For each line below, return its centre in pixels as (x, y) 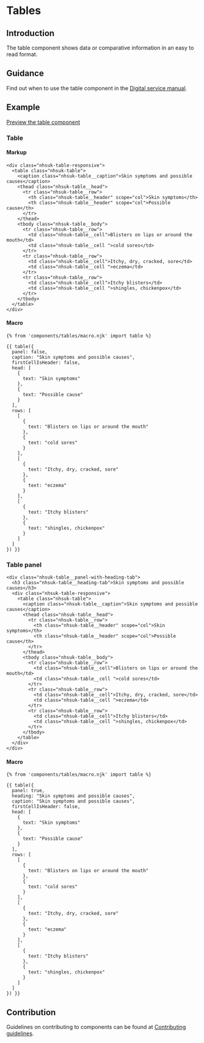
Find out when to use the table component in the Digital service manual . (97, 88)
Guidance (25, 74)
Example (23, 107)
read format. (22, 54)
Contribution (31, 1012)
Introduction (31, 33)
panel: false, (30, 352)
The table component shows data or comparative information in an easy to (100, 48)
